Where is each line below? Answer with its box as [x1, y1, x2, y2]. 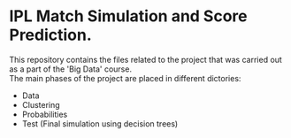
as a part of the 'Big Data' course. [9, 64, 133, 74]
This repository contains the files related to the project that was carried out [9, 54, 283, 65]
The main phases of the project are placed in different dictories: [9, 73, 241, 83]
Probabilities [21, 109, 68, 119]
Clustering [21, 99, 60, 110]
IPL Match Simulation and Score [9, 6, 248, 27]
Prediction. [9, 25, 93, 45]
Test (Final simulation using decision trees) [21, 118, 179, 129]
